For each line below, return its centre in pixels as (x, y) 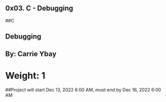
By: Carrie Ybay (31, 54)
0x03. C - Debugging (39, 8)
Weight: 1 (25, 75)
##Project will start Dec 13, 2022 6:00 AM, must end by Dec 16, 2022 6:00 (83, 90)
